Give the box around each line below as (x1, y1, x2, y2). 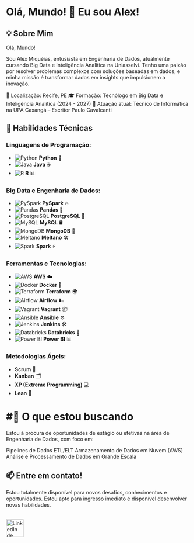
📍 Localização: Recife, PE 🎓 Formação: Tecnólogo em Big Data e (6, 92, 164, 99)
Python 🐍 (38, 154, 62, 161)
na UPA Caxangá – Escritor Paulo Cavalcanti (6, 106, 112, 113)
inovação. (6, 80, 30, 87)
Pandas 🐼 (40, 206, 64, 213)
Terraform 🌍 (45, 288, 77, 295)
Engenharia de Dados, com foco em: (6, 435, 94, 442)
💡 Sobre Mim (6, 29, 54, 39)
